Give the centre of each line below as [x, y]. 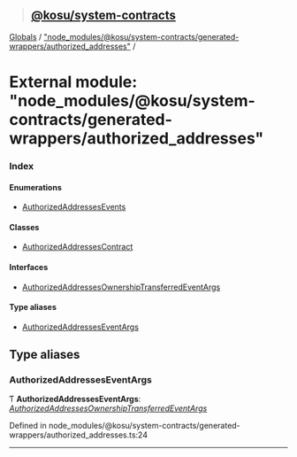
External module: [73, 82]
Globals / [26, 36]
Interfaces [29, 267]
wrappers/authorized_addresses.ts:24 [79, 435]
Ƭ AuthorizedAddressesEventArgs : [75, 399]
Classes [24, 227]
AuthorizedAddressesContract [77, 247]
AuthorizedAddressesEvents [74, 207]
